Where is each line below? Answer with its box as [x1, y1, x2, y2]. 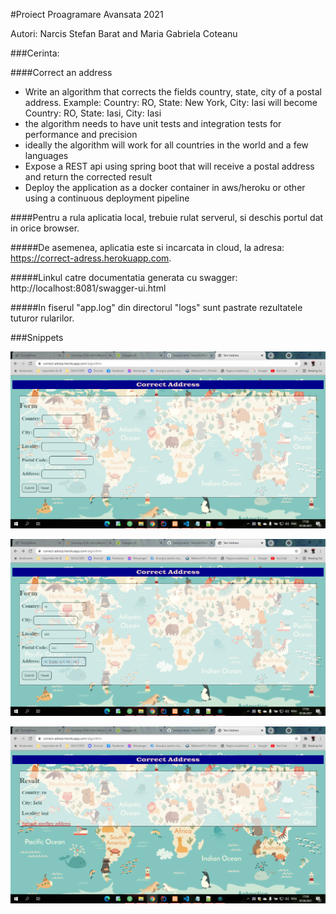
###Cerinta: [10, 47, 60, 59]
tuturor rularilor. [10, 312, 75, 324]
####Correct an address [10, 67, 113, 78]
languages [24, 150, 69, 161]
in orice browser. [10, 222, 80, 234]
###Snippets [10, 332, 64, 343]
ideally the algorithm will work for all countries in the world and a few [24, 139, 309, 151]
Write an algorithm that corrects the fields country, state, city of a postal [24, 86, 323, 98]
